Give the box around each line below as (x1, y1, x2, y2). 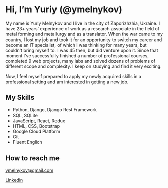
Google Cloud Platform (12, 128, 61, 134)
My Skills (5, 93, 35, 102)
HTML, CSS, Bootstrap (12, 123, 60, 129)
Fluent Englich (12, 139, 43, 145)
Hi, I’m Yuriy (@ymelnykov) (5, 4, 123, 15)
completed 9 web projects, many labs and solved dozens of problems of (5, 58, 155, 64)
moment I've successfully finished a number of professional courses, (5, 52, 149, 59)
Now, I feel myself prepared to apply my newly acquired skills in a (5, 73, 141, 79)
